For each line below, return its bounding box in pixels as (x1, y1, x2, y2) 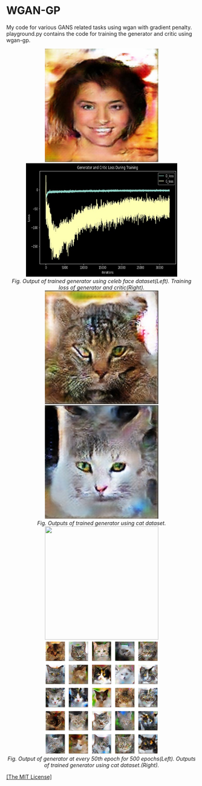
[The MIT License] (6, 773, 53, 781)
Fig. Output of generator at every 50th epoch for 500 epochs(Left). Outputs (7, 755, 196, 762)
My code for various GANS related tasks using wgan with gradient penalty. (6, 24, 192, 31)
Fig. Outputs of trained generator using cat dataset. (37, 519, 166, 526)
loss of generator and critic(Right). (58, 284, 145, 291)
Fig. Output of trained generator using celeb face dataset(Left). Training (11, 277, 192, 284)
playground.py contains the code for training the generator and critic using (6, 30, 192, 37)
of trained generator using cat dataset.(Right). (44, 761, 160, 768)
